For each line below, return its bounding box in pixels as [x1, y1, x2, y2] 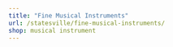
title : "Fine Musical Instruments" [8, 11, 129, 20]
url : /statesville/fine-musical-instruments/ [8, 19, 165, 27]
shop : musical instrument [8, 26, 96, 34]
